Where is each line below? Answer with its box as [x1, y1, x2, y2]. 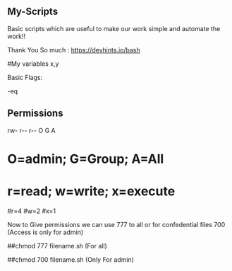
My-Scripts [7, 6, 59, 18]
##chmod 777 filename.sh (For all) [7, 241, 107, 250]
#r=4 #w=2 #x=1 [7, 207, 56, 215]
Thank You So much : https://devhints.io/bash [7, 45, 140, 54]
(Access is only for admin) [7, 228, 84, 236]
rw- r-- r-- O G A [7, 126, 56, 134]
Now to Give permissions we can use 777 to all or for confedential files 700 [7, 220, 226, 229]
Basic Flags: [7, 73, 43, 81]
